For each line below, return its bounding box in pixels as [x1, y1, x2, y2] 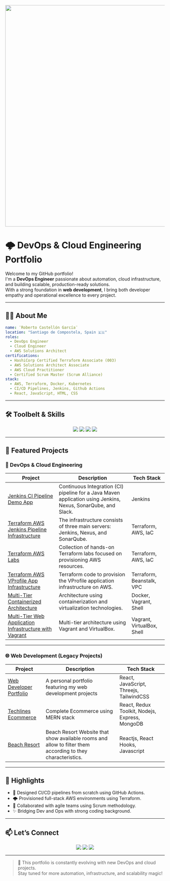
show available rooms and [45, 735, 108, 742]
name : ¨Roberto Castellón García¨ [5, 325, 78, 330]
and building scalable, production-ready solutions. [5, 281, 110, 287]
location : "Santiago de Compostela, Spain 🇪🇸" [5, 330, 107, 335]
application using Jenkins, [59, 496, 121, 503]
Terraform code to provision [59, 571, 125, 578]
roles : [5, 334, 19, 339]
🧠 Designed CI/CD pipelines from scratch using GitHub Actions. [12, 790, 145, 796]
